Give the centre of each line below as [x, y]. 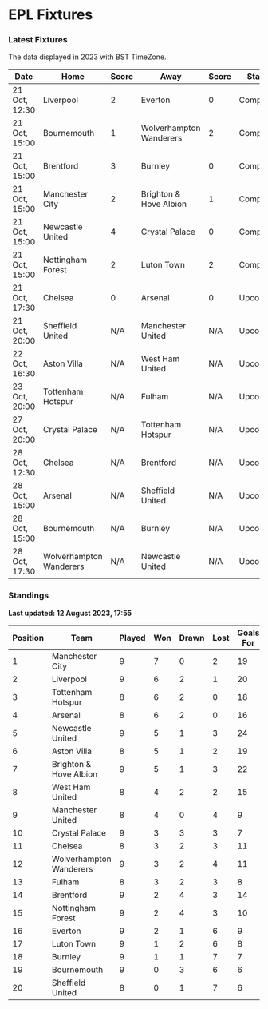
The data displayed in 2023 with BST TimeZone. [87, 57]
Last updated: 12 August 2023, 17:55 [70, 613]
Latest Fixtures [38, 40]
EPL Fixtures [51, 15]
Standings [29, 595]
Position [28, 638]
